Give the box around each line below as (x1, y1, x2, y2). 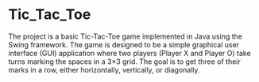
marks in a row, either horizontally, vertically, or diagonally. (8, 65, 200, 74)
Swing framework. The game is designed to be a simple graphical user (8, 39, 240, 49)
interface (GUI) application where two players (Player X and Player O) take (8, 48, 252, 58)
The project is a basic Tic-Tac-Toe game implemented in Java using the (8, 32, 242, 41)
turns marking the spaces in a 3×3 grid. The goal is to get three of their (8, 57, 241, 66)
